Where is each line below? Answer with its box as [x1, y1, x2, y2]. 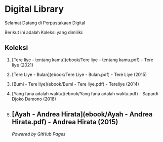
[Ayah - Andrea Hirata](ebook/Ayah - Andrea [11, 110, 153, 119]
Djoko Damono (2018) [11, 96, 56, 102]
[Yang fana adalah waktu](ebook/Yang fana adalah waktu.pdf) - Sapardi [11, 90, 159, 97]
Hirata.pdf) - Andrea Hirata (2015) [11, 118, 119, 126]
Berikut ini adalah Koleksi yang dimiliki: [4, 29, 83, 35]
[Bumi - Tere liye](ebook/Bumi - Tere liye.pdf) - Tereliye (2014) [11, 81, 139, 87]
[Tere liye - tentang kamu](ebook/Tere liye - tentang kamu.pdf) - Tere [11, 57, 154, 63]
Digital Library [4, 3, 64, 15]
